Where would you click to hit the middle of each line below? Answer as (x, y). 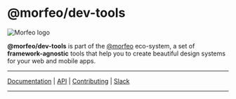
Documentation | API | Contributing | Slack (68, 81)
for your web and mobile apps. (52, 60)
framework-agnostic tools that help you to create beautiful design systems (117, 53)
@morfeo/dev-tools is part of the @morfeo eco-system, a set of (101, 46)
